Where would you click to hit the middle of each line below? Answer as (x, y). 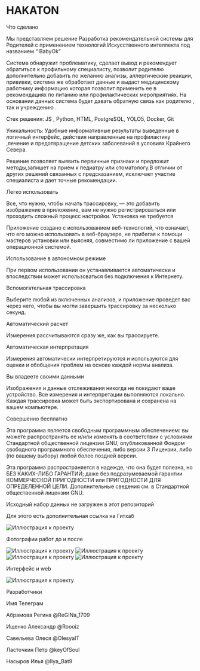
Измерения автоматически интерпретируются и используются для (92, 358)
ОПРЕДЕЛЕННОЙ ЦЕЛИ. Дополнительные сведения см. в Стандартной (98, 486)
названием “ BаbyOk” (34, 51)
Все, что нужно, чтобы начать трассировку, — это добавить (83, 203)
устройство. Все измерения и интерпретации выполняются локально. (96, 394)
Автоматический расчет (37, 324)
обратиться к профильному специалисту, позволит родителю (85, 69)
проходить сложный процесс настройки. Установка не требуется (90, 216)
